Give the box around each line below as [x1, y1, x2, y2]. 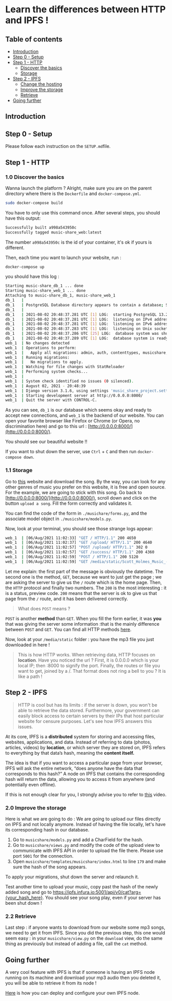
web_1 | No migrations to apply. [5, 359, 83, 365]
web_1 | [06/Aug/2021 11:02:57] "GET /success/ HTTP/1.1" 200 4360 [5, 549, 155, 555]
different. [5, 244, 25, 250]
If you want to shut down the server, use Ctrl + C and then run [5, 449, 137, 455]
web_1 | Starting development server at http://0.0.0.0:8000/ [5, 393, 143, 398]
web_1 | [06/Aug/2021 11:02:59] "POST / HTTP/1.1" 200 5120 [5, 555, 139, 560]
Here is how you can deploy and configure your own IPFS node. [5, 990, 140, 996]
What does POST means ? [17, 605, 71, 611]
